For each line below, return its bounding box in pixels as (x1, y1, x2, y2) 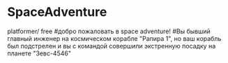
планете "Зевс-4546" (7, 49, 72, 57)
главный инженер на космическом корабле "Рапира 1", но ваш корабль (7, 34, 222, 42)
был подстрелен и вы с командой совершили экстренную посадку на (7, 42, 216, 50)
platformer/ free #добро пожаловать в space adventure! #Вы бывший (7, 27, 211, 35)
